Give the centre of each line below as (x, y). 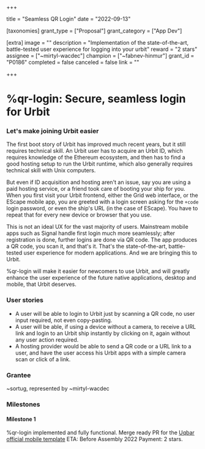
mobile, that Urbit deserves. (41, 284)
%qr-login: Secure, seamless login (96, 99)
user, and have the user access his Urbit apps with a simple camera (100, 353)
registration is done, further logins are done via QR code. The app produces (102, 240)
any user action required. (47, 340)
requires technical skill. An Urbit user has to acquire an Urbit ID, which (95, 151)
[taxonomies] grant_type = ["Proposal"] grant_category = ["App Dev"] (94, 31)
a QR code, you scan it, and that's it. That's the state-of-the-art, (87, 247)
